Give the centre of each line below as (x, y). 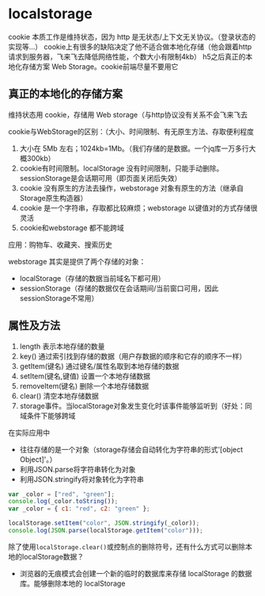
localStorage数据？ (53, 556)
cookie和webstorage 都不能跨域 (72, 228)
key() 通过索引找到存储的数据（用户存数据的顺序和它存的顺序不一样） (133, 356)
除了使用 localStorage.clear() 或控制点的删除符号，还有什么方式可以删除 (127, 546)
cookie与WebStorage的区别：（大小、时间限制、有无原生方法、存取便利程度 (131, 131)
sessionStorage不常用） (59, 298)
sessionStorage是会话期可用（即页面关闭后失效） (100, 178)
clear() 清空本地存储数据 (59, 396)
